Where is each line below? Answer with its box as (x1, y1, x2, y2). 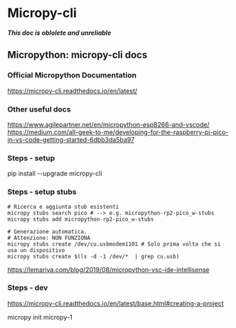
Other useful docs (7, 104, 71, 114)
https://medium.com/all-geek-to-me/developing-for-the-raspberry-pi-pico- (7, 128, 229, 136)
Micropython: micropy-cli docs (7, 49, 148, 61)
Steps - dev (7, 283, 48, 293)
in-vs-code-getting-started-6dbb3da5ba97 (7, 135, 135, 143)
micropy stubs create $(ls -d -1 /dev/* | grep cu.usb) (7, 253, 180, 260)
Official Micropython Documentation (7, 70, 137, 80)
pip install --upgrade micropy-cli (7, 169, 102, 178)
